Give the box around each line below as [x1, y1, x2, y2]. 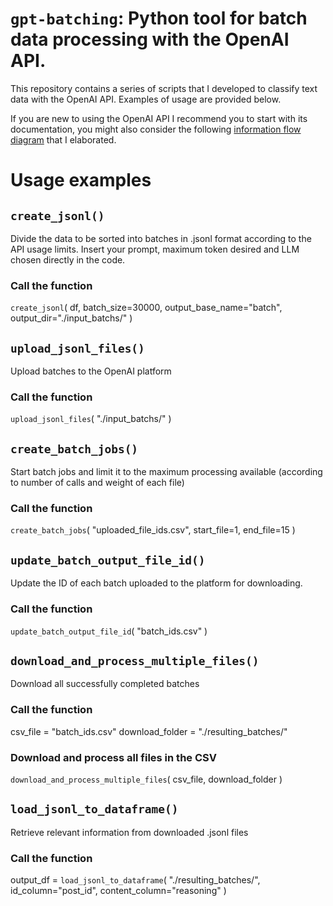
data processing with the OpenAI [10, 28, 290, 51]
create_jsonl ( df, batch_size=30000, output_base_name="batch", [10, 302, 283, 314]
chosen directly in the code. [10, 253, 126, 266]
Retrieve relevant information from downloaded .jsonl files [10, 826, 249, 838]
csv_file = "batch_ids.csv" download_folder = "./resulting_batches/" [10, 725, 288, 737]
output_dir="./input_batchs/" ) [10, 312, 133, 324]
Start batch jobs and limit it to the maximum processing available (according [10, 466, 323, 478]
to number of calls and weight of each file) [10, 477, 185, 489]
